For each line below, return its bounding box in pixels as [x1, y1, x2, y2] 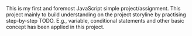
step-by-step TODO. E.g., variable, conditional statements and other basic [6, 17, 184, 24]
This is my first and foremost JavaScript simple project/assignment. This [6, 5, 181, 12]
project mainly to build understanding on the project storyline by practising [6, 11, 186, 18]
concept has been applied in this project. [6, 23, 105, 30]
